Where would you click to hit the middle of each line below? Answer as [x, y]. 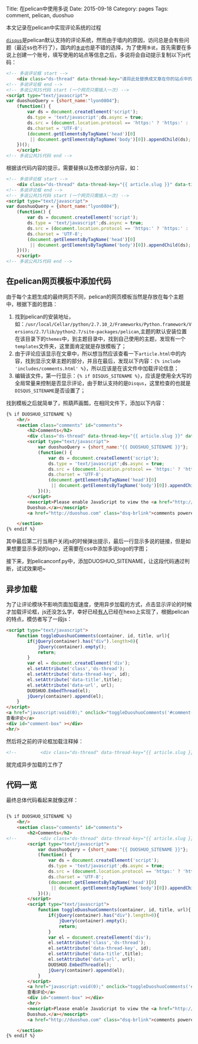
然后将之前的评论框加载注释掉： [45, 741]
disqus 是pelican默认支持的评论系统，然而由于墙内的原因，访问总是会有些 [95, 40]
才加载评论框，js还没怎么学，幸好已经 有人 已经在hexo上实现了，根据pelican [98, 612]
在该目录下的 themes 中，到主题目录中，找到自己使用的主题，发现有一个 [100, 339]
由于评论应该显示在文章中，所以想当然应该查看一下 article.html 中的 [98, 353]
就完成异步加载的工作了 [34, 765]
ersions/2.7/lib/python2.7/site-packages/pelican [77, 332]
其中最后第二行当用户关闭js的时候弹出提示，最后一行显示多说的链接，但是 [96, 541]
